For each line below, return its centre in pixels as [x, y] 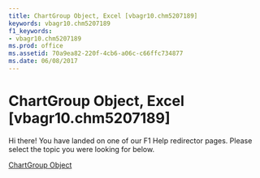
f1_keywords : [30, 31]
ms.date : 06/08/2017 [43, 61]
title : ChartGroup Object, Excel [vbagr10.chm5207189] [103, 16]
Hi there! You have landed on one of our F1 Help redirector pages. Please [130, 140]
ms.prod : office [36, 46]
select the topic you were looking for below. [82, 149]
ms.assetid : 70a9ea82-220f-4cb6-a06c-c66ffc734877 [96, 53]
